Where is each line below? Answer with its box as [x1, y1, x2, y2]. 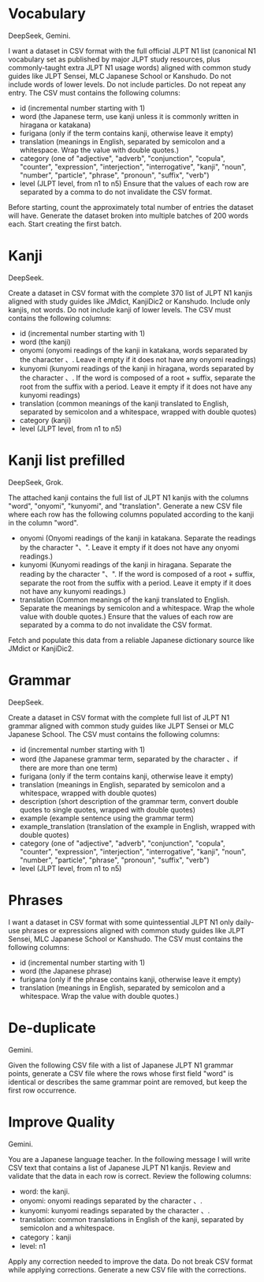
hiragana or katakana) [19, 120, 91, 129]
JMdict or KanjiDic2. [8, 644, 75, 653]
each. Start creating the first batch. [8, 219, 122, 229]
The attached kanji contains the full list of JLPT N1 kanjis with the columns [8, 492, 249, 502]
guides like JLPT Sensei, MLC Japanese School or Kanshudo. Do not [8, 71, 232, 80]
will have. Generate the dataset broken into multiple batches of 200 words [8, 211, 249, 220]
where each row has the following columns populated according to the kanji [8, 510, 255, 519]
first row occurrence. [8, 1086, 77, 1095]
